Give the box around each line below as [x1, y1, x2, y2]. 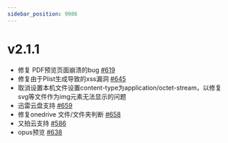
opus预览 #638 [17, 127, 63, 136]
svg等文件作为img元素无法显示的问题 [17, 92, 126, 100]
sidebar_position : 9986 [7, 10, 78, 18]
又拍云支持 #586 [17, 119, 67, 127]
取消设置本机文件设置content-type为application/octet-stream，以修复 [17, 83, 222, 92]
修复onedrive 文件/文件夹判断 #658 [17, 110, 121, 118]
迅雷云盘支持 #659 [17, 101, 73, 110]
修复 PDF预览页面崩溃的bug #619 [17, 65, 116, 74]
